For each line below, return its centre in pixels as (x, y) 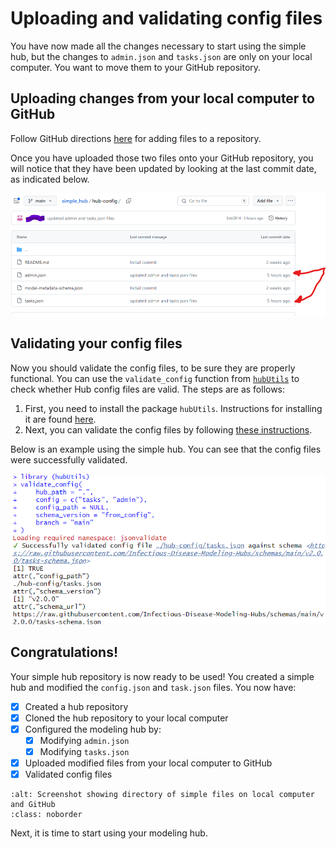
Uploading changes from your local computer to (162, 98)
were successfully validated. (69, 459)
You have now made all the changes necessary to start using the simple (158, 46)
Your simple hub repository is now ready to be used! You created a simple (162, 676)
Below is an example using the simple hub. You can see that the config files (166, 449)
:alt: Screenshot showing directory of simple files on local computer (162, 795)
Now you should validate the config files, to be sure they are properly (153, 368)
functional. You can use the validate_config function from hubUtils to (155, 378)
